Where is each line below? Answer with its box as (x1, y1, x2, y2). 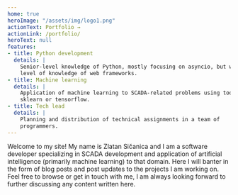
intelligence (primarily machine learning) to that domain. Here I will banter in (7, 157, 229, 165)
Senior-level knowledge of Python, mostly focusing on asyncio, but (20, 63, 227, 70)
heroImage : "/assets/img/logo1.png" (7, 17, 115, 24)
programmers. (20, 122, 59, 130)
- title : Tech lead (7, 103, 65, 110)
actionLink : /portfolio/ (7, 30, 81, 38)
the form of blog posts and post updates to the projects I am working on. (7, 165, 220, 173)
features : (7, 43, 37, 50)
